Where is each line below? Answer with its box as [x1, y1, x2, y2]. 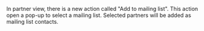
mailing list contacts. [6, 18, 58, 25]
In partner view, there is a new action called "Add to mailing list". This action [6, 5, 198, 12]
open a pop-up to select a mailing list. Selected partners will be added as [6, 12, 192, 19]
